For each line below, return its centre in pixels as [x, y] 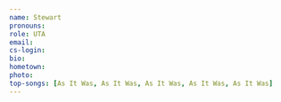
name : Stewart [36, 17]
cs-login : [28, 51]
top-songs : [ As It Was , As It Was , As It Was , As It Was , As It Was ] [141, 83]
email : [21, 42]
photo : [21, 75]
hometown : [28, 67]
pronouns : [28, 26]
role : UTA [28, 34]
